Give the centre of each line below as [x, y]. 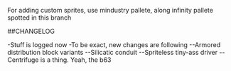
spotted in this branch [39, 18]
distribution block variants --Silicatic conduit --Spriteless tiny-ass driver [113, 52]
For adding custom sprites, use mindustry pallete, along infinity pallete [110, 10]
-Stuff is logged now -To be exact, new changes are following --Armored [114, 45]
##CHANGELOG [31, 31]
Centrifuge [23, 60]
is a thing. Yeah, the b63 [76, 60]
